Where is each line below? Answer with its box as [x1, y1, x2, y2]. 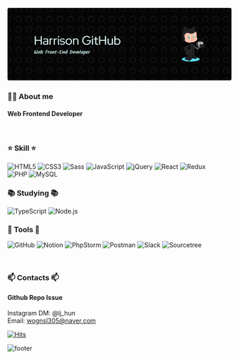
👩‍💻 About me [7, 92, 53, 102]
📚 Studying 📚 [7, 188, 59, 198]
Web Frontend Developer [7, 109, 83, 118]
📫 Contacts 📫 [7, 273, 59, 283]
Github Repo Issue [7, 293, 63, 301]
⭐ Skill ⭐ [7, 143, 37, 153]
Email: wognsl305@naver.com [7, 316, 96, 325]
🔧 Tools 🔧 [7, 224, 41, 234]
